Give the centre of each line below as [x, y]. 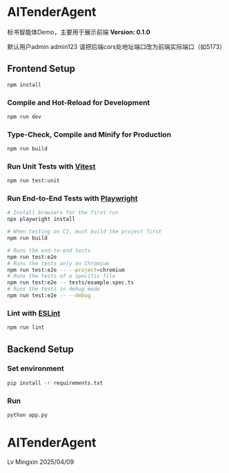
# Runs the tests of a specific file [61, 276]
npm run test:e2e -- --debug [49, 296]
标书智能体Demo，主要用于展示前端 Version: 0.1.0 [79, 32]
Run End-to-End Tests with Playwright [72, 199]
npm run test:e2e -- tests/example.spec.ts [71, 283]
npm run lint [26, 328]
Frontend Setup [41, 69]
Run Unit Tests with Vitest [51, 166]
